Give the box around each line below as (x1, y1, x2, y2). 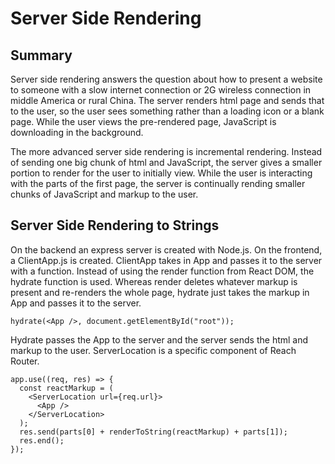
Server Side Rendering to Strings (10, 217, 220, 234)
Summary (10, 47, 73, 64)
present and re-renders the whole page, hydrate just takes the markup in (10, 286, 310, 298)
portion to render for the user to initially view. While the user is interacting (10, 167, 313, 179)
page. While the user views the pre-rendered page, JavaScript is (10, 116, 277, 127)
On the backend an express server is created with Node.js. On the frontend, (10, 243, 323, 256)
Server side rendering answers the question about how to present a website (10, 73, 323, 85)
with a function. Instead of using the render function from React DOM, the (10, 265, 315, 277)
